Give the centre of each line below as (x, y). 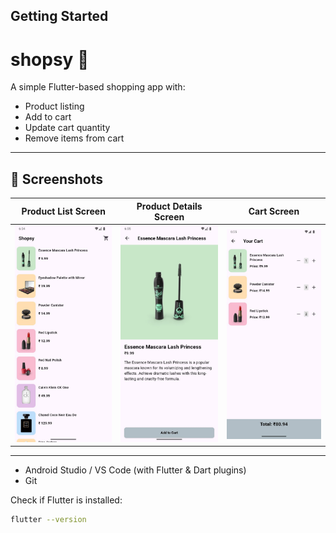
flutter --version (48, 520)
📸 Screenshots (57, 179)
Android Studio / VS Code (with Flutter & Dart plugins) (135, 470)
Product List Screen (63, 211)
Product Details (169, 206)
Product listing (54, 106)
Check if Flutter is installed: (66, 500)
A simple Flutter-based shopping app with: (98, 87)
